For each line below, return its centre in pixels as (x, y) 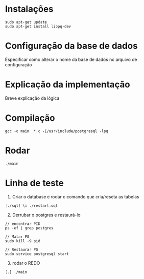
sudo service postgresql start (37, 254)
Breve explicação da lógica (32, 98)
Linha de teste (35, 183)
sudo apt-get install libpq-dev (38, 26)
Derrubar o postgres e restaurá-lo (46, 215)
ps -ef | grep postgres (29, 228)
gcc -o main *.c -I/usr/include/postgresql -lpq (57, 131)
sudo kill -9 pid (23, 241)
